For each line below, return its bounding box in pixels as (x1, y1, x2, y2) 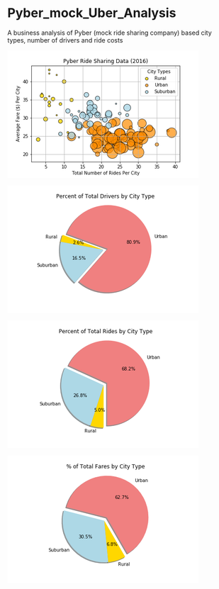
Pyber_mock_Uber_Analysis (7, 5, 176, 21)
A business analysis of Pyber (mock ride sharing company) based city (7, 28, 213, 37)
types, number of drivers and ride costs (7, 35, 123, 44)
